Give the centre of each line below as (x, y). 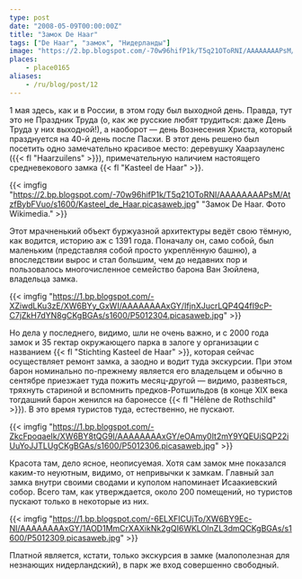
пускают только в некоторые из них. (80, 501)
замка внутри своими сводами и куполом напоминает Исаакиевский (143, 482)
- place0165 (48, 68)
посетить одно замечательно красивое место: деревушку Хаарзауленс (147, 148)
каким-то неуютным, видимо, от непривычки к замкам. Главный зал (142, 472)
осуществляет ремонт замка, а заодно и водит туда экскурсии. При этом (151, 361)
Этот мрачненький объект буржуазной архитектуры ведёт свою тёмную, (151, 231)
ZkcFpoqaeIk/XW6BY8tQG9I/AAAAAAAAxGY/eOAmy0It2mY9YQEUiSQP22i (149, 436)
